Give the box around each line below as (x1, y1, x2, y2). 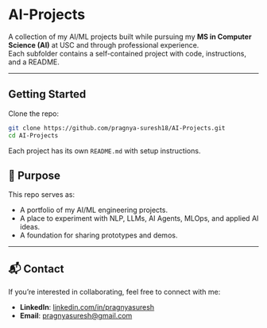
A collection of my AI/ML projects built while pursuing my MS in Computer (8, 32, 252, 41)
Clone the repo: (8, 109, 60, 118)
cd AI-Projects (8, 131, 59, 140)
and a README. (8, 57, 60, 67)
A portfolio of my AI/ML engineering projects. (19, 205, 168, 215)
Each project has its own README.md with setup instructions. (8, 145, 201, 156)
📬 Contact (8, 262, 64, 276)
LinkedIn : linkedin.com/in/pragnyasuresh (19, 303, 155, 312)
